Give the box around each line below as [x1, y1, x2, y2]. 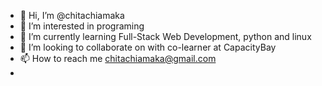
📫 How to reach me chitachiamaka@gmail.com [19, 53, 217, 64]
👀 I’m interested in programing [19, 20, 145, 32]
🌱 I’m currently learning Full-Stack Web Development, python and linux [19, 31, 312, 42]
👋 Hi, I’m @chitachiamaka [19, 10, 125, 21]
